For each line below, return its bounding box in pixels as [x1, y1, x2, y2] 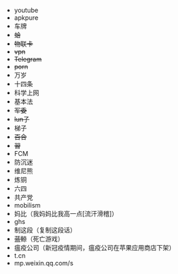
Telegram [13, 55, 42, 63]
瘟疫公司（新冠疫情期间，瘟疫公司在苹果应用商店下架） [13, 244, 175, 251]
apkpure [13, 13, 39, 22]
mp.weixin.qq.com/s [13, 259, 74, 267]
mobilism [13, 201, 41, 209]
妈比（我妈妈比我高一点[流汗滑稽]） [13, 210, 119, 218]
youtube [13, 6, 39, 14]
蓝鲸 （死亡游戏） [13, 234, 64, 243]
